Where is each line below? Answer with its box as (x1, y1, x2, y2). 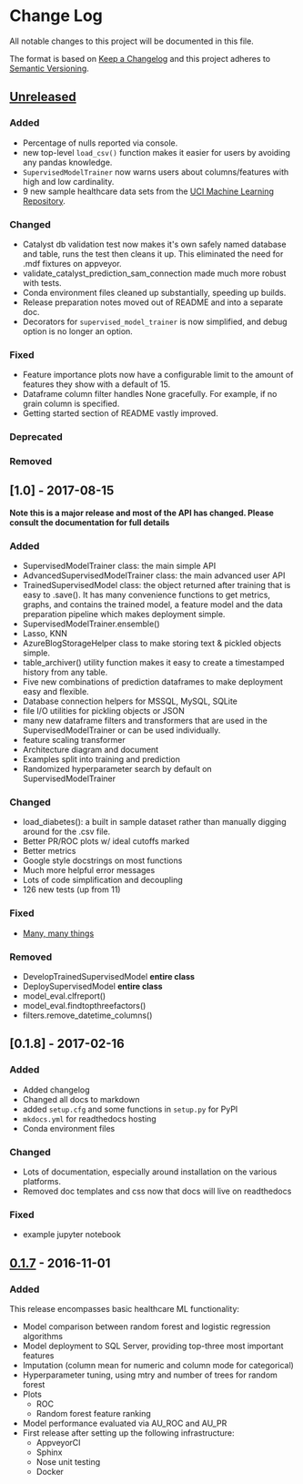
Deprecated (9, 431, 64, 443)
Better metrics (22, 846, 76, 857)
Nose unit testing (35, 1457, 101, 1468)
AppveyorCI (35, 1438, 81, 1448)
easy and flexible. (22, 686, 89, 697)
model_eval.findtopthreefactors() (22, 1001, 146, 1011)
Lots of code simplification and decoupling (22, 875, 184, 886)
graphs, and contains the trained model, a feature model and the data (22, 599, 284, 610)
